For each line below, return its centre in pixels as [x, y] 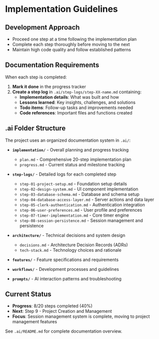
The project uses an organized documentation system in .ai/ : [68, 140]
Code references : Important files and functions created [76, 113]
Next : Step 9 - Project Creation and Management [62, 311]
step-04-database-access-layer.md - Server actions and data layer [87, 199]
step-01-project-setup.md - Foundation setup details [73, 184]
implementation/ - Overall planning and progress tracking [70, 150]
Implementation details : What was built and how [69, 97]
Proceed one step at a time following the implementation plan [74, 39]
